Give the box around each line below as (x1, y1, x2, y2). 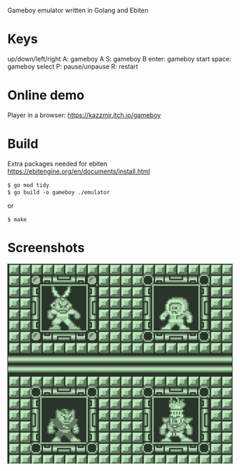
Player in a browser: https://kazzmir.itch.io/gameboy (7, 111, 161, 119)
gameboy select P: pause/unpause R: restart (7, 62, 139, 71)
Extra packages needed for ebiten (7, 159, 108, 168)
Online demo (7, 87, 84, 103)
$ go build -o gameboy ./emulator (7, 188, 111, 196)
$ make (7, 216, 27, 223)
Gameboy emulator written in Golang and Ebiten (7, 6, 149, 14)
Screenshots (7, 240, 85, 255)
